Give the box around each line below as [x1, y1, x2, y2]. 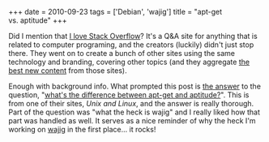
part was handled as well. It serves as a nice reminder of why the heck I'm [8, 116, 257, 125]
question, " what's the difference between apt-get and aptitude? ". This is [8, 90, 250, 100]
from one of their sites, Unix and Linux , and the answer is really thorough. [8, 99, 254, 108]
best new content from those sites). [8, 66, 127, 75]
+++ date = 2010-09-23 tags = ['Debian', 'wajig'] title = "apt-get [8, 7, 223, 16]
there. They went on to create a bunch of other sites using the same [8, 49, 235, 58]
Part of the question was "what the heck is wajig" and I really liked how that [8, 107, 261, 117]
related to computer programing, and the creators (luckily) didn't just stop [8, 40, 254, 49]
